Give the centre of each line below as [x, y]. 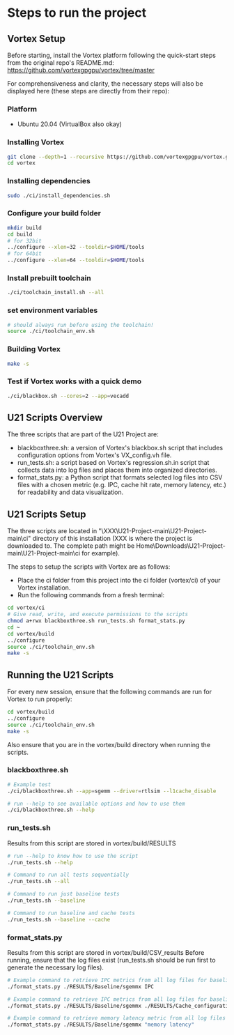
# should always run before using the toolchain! [81, 325]
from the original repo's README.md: [61, 63]
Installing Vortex [36, 142]
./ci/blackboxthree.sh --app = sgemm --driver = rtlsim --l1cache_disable [112, 791]
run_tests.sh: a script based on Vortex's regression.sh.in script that [113, 463]
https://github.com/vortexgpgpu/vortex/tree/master [81, 70]
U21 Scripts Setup [47, 514]
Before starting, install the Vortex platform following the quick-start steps [111, 55]
